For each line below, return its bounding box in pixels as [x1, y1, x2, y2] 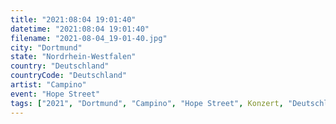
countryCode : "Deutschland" [10, 71, 128, 81]
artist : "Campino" [10, 80, 87, 90]
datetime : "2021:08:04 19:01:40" [10, 24, 150, 34]
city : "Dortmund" [10, 42, 83, 53]
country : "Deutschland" [10, 61, 110, 71]
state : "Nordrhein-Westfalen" [10, 52, 137, 62]
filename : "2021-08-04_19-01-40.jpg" [10, 33, 168, 43]
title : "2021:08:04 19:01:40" [10, 14, 137, 25]
